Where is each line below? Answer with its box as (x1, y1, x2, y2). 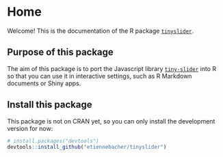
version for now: (7, 124, 53, 132)
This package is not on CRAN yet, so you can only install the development (7, 117, 215, 125)
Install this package (7, 99, 92, 111)
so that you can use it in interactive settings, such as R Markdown (7, 72, 192, 80)
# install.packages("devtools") (7, 137, 99, 144)
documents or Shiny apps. (7, 79, 81, 87)
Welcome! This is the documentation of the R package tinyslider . (7, 27, 194, 35)
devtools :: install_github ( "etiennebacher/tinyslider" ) (7, 144, 167, 151)
